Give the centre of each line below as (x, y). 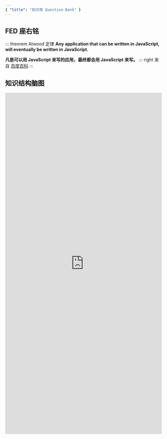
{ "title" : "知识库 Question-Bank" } (43, 10)
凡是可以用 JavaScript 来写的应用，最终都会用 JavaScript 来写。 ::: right (79, 60)
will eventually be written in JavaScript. (47, 50)
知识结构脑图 (25, 83)
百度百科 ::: (22, 66)
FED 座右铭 (22, 31)
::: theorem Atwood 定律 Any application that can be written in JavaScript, (83, 44)
